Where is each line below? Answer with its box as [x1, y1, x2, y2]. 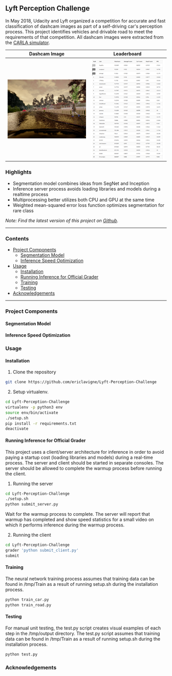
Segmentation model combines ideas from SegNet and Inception [12, 180, 149, 186]
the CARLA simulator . [5, 39, 50, 46]
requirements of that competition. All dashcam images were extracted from [5, 34, 164, 40]
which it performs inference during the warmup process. [5, 522, 125, 528]
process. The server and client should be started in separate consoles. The [5, 459, 164, 466]
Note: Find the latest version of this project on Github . [5, 217, 119, 223]
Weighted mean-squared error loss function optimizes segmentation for [12, 202, 165, 208]
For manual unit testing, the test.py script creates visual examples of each [5, 625, 161, 631]
